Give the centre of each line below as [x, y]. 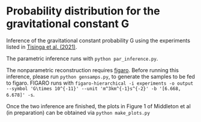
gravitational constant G [68, 24]
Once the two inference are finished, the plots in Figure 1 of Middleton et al [98, 106]
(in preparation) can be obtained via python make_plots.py [78, 112]
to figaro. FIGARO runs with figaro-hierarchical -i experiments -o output [100, 83]
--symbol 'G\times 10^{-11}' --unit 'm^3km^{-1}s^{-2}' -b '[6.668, [94, 88]
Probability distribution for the [83, 11]
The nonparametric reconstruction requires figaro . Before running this [92, 70]
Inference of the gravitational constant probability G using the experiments [98, 40]
